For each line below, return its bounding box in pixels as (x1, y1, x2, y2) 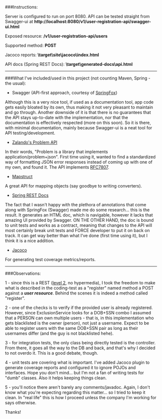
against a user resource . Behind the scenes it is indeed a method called (5, 290, 148, 296)
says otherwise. (5, 400, 37, 405)
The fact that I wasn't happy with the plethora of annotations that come (5, 202, 147, 207)
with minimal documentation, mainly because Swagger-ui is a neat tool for (5, 125, 152, 130)
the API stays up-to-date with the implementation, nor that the (5, 115, 129, 120)
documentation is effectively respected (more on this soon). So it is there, (5, 120, 151, 125)
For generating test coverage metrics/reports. (5, 257, 96, 262)
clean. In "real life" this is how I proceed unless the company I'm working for (5, 395, 157, 400)
